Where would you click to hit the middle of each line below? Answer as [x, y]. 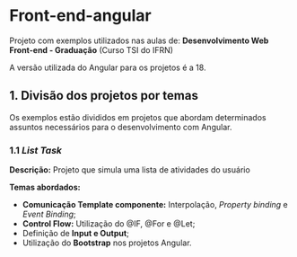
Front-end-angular [81, 16]
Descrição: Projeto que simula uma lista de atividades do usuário [130, 170]
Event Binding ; [49, 214]
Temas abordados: [45, 187]
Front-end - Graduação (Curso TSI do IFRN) [91, 49]
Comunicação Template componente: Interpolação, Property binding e [155, 205]
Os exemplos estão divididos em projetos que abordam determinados [138, 117]
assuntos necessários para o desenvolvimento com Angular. [121, 127]
